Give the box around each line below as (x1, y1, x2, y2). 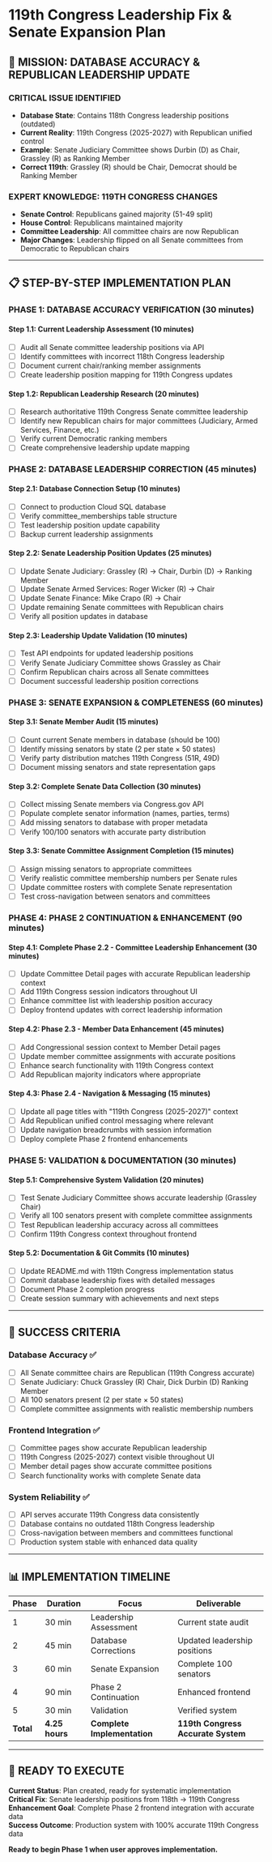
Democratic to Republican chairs (19, 244, 130, 254)
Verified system (177, 1704, 237, 1715)
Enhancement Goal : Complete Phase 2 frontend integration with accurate (8, 1803, 255, 1813)
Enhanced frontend (177, 1686, 251, 1698)
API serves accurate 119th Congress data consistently (19, 1510, 200, 1519)
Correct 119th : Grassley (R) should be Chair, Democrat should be (19, 162, 237, 172)
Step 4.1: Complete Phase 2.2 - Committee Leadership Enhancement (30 (8, 942, 257, 952)
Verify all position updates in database (19, 612, 148, 621)
